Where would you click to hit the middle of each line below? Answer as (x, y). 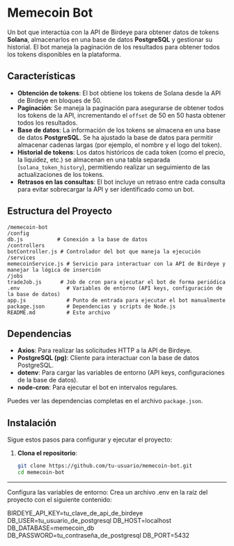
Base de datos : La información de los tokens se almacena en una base (119, 130)
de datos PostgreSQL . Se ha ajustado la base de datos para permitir (115, 137)
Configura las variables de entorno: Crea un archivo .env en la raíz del (108, 492)
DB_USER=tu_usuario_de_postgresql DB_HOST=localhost (89, 520)
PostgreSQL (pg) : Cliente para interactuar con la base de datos (108, 358)
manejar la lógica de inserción (54, 270)
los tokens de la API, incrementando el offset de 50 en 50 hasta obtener (122, 115)
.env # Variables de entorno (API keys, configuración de (115, 288)
